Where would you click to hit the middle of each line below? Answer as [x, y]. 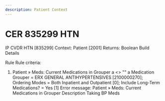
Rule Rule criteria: [23, 63]
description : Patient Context [37, 10]
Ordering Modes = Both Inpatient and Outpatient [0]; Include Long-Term [86, 82]
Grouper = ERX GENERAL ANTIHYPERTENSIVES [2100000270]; [78, 77]
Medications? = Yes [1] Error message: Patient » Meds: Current [77, 88]
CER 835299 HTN [42, 34]
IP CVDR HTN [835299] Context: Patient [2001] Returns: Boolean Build [78, 48]
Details [12, 53]
